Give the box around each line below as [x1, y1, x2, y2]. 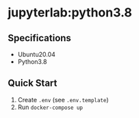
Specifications [8, 32, 71, 44]
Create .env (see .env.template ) [17, 95, 109, 104]
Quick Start [8, 78, 58, 89]
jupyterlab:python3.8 [8, 5, 132, 21]
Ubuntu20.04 [17, 50, 55, 58]
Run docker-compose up [17, 103, 83, 111]
